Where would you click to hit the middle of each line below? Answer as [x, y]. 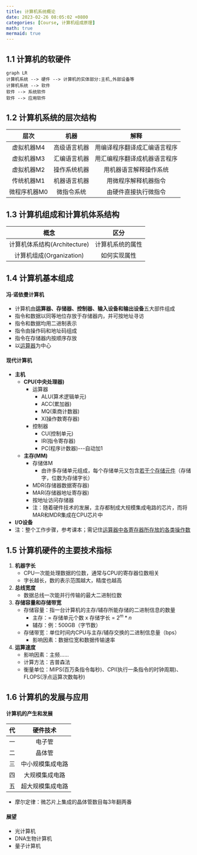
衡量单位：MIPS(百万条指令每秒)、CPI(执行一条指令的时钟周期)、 [102, 669]
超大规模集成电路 [45, 786]
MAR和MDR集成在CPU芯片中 [68, 515]
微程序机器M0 [29, 192]
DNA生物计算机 [33, 838]
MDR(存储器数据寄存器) [61, 485]
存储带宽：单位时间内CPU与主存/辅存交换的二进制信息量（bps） [101, 632]
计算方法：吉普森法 [47, 662]
